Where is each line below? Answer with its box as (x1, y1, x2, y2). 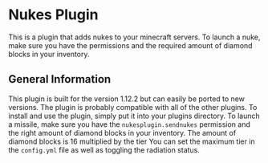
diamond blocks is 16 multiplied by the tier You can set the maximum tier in (8, 137, 255, 146)
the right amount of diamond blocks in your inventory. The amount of (8, 128, 237, 137)
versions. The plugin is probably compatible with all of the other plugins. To (8, 102, 258, 112)
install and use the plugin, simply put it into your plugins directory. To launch (8, 111, 261, 120)
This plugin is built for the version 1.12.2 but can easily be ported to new (8, 94, 245, 104)
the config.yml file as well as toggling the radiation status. (8, 145, 201, 154)
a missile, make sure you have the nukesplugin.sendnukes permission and (8, 119, 250, 129)
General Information (8, 72, 112, 86)
